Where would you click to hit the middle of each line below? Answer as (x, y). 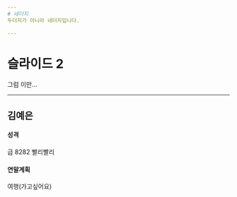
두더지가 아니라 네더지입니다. (43, 20)
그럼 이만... (22, 85)
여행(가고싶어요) (30, 186)
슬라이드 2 (36, 64)
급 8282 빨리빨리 (31, 152)
